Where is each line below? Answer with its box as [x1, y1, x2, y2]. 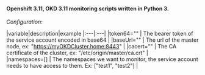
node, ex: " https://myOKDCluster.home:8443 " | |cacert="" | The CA [6, 43, 177, 50]
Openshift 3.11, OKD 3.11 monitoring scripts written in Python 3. [6, 5, 169, 12]
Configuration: [6, 18, 43, 25]
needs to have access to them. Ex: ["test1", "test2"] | [6, 62, 138, 70]
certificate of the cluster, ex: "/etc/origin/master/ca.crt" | [6, 49, 148, 57]
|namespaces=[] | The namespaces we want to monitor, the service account [6, 56, 198, 63]
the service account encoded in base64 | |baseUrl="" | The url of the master [6, 36, 200, 44]
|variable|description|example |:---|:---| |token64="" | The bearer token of [6, 30, 193, 37]
